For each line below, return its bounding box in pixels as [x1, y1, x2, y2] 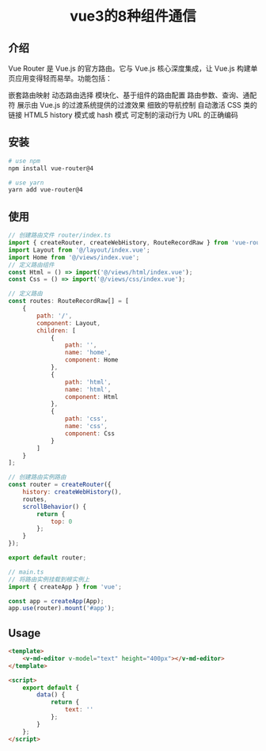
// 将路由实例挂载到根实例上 [8, 575, 90, 583]
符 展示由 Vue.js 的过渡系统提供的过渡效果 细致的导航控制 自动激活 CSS [8, 101, 241, 109]
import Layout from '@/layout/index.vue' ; [8, 246, 150, 254]
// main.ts [8, 567, 44, 576]
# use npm [8, 157, 41, 165]
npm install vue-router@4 [8, 164, 93, 173]
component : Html [64, 393, 119, 400]
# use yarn [8, 179, 44, 187]
